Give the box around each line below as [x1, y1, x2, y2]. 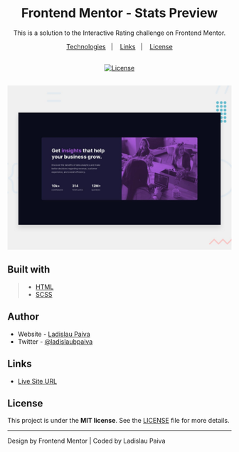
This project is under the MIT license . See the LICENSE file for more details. [7, 416, 230, 425]
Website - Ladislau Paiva [17, 330, 90, 338]
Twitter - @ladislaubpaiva [17, 337, 93, 346]
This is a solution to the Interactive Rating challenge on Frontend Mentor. [13, 28, 226, 37]
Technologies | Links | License [66, 42, 173, 51]
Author [7, 311, 39, 323]
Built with [7, 263, 51, 275]
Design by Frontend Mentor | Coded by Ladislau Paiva [7, 436, 166, 446]
